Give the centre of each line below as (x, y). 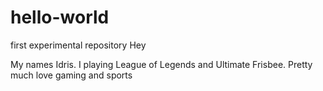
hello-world (60, 17)
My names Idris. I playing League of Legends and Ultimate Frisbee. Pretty (161, 64)
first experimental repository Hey (78, 45)
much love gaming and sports (71, 75)
